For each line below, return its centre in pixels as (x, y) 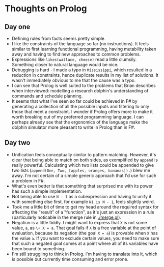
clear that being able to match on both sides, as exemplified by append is (85, 160)
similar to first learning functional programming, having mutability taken (84, 49)
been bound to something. (39, 248)
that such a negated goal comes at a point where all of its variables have (85, 243)
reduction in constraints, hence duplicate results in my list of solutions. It (85, 75)
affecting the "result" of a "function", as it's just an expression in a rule (83, 212)
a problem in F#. (28, 180)
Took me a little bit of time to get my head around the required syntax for (85, 207)
